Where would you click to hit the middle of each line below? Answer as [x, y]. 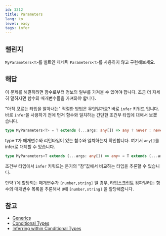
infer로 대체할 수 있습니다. [30, 147]
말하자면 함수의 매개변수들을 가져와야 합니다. [53, 98]
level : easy [17, 23]
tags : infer [17, 28]
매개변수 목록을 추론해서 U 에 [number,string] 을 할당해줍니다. [74, 189]
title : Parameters [24, 14]
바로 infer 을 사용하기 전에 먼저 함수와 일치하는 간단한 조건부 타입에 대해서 [77, 115]
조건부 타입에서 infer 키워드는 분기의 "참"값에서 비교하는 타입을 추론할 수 [76, 166]
